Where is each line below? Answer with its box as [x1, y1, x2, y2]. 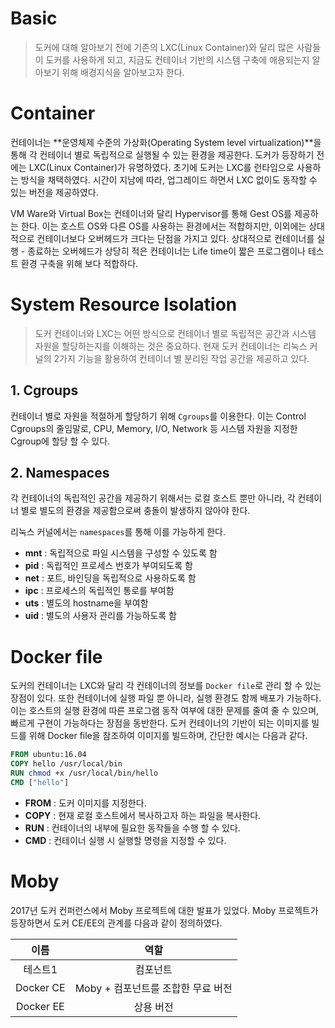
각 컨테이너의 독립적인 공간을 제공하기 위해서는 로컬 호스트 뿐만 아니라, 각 [10, 492, 296, 504]
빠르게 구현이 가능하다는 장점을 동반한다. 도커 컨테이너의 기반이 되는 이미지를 [10, 717, 310, 729]
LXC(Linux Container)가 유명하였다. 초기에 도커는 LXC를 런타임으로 [28, 161, 295, 173]
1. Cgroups [10, 382, 79, 399]
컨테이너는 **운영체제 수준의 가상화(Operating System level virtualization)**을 [10, 136, 322, 148]
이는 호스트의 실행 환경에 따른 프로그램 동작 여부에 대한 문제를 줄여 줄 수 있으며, [10, 705, 320, 717]
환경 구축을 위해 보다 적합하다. [20, 257, 139, 269]
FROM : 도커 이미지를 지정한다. [24, 797, 147, 809]
